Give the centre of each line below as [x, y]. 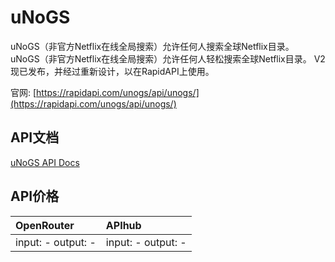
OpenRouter [45, 225]
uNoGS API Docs [45, 162]
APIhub [123, 225]
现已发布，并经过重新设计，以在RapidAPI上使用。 [112, 71]
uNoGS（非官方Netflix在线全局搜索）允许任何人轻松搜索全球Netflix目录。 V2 [168, 58]
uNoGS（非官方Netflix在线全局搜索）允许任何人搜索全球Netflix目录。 [152, 46]
